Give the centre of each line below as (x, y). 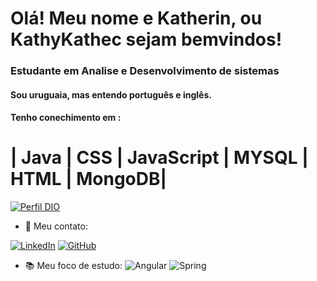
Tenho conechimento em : (66, 118)
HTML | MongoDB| (88, 179)
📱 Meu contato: (56, 226)
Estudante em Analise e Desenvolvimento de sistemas (145, 71)
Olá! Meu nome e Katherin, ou (136, 18)
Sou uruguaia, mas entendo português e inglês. (111, 94)
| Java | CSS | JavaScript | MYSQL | (159, 158)
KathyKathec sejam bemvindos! (146, 39)
